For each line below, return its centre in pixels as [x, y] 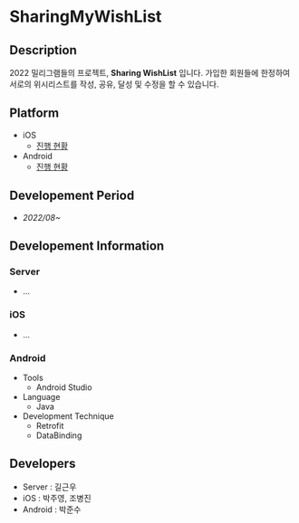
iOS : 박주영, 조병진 [57, 498]
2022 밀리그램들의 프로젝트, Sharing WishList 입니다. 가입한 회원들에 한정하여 [150, 73]
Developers [43, 464]
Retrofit [50, 425]
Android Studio [64, 387]
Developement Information [87, 246]
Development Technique [68, 416]
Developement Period [72, 196]
